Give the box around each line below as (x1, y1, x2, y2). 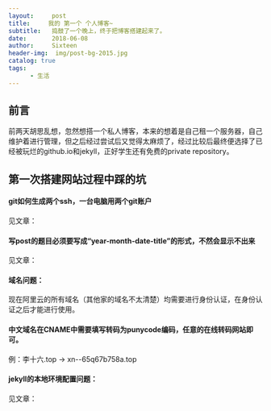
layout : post (8, 11, 67, 20)
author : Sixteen (8, 42, 78, 50)
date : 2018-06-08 (8, 34, 89, 43)
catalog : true (8, 57, 56, 65)
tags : (8, 64, 27, 73)
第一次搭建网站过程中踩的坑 (8, 172, 147, 186)
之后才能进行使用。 (15, 305, 79, 314)
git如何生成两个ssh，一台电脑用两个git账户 (8, 197, 152, 206)
